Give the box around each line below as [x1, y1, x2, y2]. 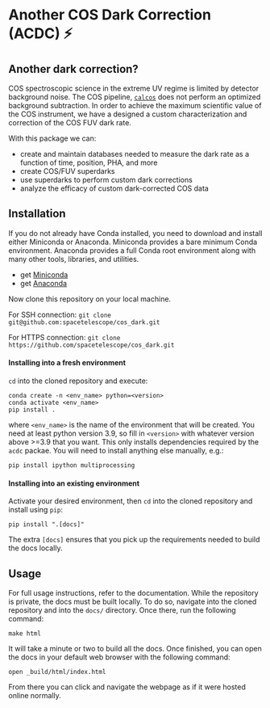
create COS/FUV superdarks [19, 166, 115, 175]
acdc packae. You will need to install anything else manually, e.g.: [8, 446, 224, 456]
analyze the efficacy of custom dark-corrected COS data [19, 183, 210, 193]
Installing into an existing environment [8, 478, 139, 488]
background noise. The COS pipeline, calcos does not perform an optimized [8, 92, 261, 102]
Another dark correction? [8, 62, 139, 76]
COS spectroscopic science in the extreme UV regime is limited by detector [8, 83, 260, 93]
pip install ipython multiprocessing [8, 461, 135, 470]
